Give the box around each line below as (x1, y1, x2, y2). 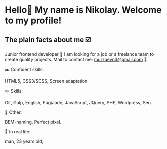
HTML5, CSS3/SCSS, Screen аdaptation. (5, 78, 89, 84)
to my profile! (5, 15, 62, 26)
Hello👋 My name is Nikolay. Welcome (5, 4, 162, 16)
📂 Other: (5, 109, 22, 115)
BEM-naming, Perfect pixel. (5, 119, 62, 125)
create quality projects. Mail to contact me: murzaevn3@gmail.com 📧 (5, 57, 147, 62)
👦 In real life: (5, 129, 31, 134)
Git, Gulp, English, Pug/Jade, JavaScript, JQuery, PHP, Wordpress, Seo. (5, 100, 152, 105)
